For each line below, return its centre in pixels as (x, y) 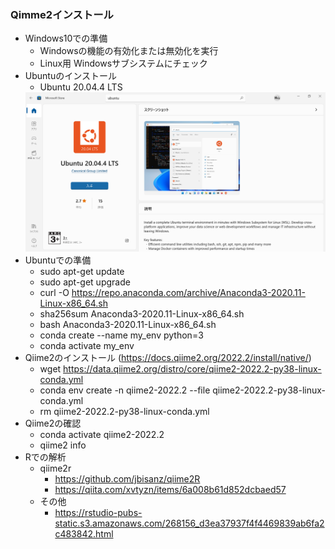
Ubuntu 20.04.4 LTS (81, 87)
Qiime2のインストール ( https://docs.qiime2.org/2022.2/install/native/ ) (168, 357)
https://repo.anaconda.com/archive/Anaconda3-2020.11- (188, 292)
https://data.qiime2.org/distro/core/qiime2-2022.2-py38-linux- (192, 368)
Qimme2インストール (62, 14)
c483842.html (84, 533)
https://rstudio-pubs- (98, 512)
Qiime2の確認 (53, 423)
